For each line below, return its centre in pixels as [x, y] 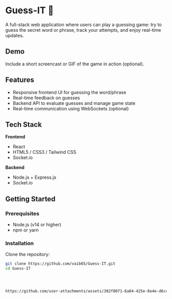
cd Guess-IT [18, 269]
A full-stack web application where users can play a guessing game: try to [84, 25]
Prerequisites [22, 213]
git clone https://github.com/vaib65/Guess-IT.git [60, 264]
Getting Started [30, 199]
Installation [20, 243]
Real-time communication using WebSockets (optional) [71, 108]
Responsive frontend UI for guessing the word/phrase [69, 92]
